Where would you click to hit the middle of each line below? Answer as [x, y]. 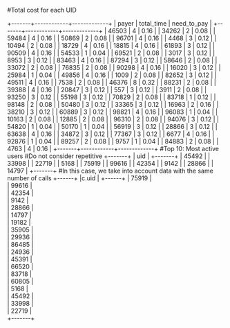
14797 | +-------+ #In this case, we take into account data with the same [111, 171]
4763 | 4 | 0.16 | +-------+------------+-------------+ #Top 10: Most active [113, 149]
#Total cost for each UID [42, 10]
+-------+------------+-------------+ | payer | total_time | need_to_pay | [109, 23]
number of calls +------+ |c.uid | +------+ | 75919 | [79, 178]
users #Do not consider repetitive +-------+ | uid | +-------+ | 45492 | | [109, 156]
